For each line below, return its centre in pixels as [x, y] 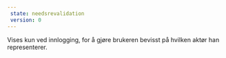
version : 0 [25, 20]
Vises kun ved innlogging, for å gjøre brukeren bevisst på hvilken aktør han [113, 39]
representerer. [28, 47]
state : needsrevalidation [47, 13]
